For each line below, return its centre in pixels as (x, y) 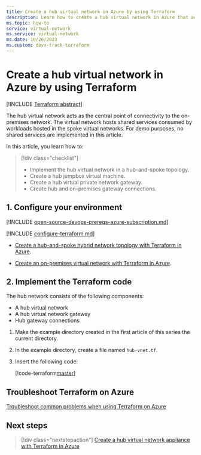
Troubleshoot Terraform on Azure (70, 392)
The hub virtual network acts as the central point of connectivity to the (93, 116)
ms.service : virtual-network (42, 34)
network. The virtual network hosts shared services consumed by (111, 122)
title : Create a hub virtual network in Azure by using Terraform (91, 12)
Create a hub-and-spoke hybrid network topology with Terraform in (98, 245)
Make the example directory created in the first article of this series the (102, 332)
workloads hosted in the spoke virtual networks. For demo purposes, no (95, 128)
